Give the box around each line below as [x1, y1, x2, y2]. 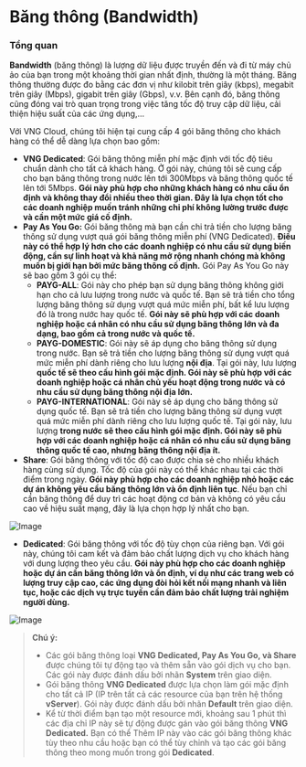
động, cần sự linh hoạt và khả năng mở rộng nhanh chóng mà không [22, 250, 286, 261]
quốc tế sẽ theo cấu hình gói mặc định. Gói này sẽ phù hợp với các [36, 368, 292, 378]
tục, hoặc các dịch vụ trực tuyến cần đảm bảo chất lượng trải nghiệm [22, 587, 290, 598]
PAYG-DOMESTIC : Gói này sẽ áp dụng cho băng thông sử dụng [36, 338, 277, 349]
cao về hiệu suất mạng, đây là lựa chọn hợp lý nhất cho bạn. [22, 503, 249, 514]
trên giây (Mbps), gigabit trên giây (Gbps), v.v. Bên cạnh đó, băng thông [9, 89, 280, 100]
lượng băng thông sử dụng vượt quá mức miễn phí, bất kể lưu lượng [36, 299, 290, 310]
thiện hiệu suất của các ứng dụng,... [9, 108, 145, 120]
